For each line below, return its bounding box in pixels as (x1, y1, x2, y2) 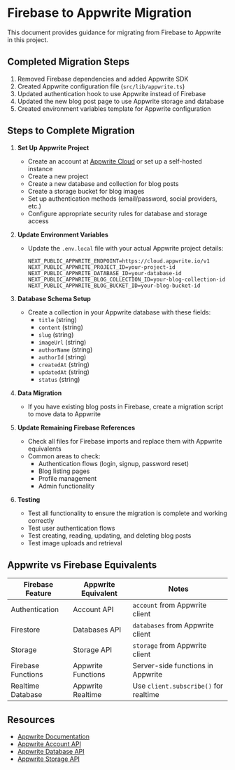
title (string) (38, 315, 77, 324)
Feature (25, 588, 52, 598)
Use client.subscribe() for (132, 681, 224, 691)
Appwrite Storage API (17, 755, 80, 763)
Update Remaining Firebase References (17, 423, 136, 432)
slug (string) (38, 330, 74, 338)
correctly (27, 516, 55, 524)
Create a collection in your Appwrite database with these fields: (27, 307, 211, 317)
